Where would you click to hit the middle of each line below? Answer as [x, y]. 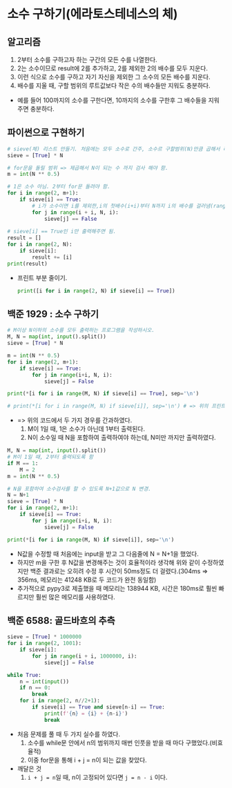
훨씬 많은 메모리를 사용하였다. [75, 597]
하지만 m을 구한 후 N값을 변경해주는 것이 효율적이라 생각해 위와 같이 [108, 562]
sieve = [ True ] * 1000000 [44, 637]
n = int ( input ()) [45, 681]
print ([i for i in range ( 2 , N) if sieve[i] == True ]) [96, 290]
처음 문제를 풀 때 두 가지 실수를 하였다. [69, 734]
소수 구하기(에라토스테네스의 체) [93, 14]
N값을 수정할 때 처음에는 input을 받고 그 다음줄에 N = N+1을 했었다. [108, 553]
